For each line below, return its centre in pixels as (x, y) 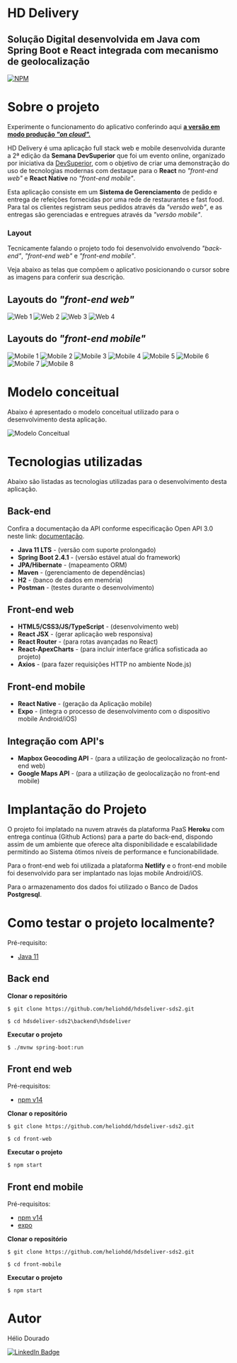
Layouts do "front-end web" (71, 299)
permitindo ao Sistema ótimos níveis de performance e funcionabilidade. (113, 851)
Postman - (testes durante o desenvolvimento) (86, 587)
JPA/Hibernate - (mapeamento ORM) (72, 565)
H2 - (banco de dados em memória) (70, 580)
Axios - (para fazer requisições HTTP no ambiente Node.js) (105, 664)
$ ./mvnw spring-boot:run (45, 1047)
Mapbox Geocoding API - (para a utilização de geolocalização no (114, 758)
